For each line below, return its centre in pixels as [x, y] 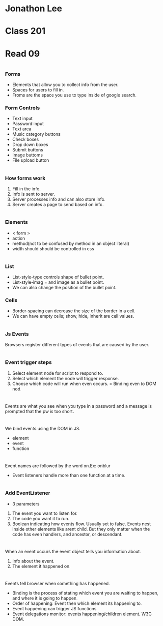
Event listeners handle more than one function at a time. [69, 476]
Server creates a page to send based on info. [58, 204]
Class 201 [25, 31]
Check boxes [26, 139]
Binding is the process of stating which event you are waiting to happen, [85, 593]
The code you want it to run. [41, 518]
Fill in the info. [26, 189]
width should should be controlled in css [53, 248]
